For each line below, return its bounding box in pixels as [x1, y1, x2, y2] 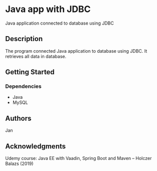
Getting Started [5, 68, 55, 76]
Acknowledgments [5, 142, 66, 150]
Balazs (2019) [5, 160, 34, 166]
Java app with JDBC [5, 4, 91, 15]
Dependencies [5, 83, 42, 90]
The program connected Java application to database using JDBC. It [5, 48, 147, 54]
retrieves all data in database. [5, 53, 66, 59]
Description [5, 35, 43, 43]
